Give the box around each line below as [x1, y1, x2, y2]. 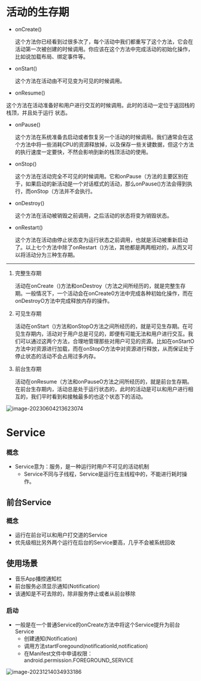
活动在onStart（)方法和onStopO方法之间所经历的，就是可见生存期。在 [14, 323, 188, 330]
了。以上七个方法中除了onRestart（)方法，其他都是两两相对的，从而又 [14, 244, 188, 251]
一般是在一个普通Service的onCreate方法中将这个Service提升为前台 [14, 621, 181, 628]
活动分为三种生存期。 [25, 251, 78, 258]
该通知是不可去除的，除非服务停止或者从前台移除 [14, 590, 136, 597]
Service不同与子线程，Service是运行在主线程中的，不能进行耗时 [23, 470, 182, 478]
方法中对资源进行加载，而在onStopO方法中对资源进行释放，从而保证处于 [14, 345, 194, 352]
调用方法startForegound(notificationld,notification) [23, 643, 148, 650]
